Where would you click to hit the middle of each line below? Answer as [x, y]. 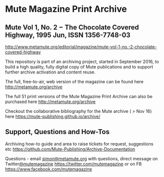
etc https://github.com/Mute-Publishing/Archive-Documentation [70, 149]
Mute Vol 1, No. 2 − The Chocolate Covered [72, 27]
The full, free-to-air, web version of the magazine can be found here [74, 82]
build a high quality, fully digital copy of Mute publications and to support [79, 67]
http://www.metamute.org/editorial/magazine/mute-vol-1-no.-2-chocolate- [81, 47]
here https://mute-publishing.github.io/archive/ [53, 116]
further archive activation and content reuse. [50, 72]
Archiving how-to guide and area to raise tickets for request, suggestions [79, 143]
